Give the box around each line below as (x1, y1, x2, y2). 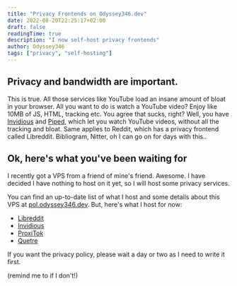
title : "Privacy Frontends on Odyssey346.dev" (7, 10, 147, 18)
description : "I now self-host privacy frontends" (7, 37, 160, 44)
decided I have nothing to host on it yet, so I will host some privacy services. (7, 179, 230, 187)
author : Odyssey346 (7, 43, 65, 50)
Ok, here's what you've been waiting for (7, 153, 187, 165)
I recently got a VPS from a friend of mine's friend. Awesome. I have (7, 171, 206, 180)
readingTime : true (7, 30, 62, 37)
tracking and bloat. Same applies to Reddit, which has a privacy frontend (7, 124, 219, 133)
